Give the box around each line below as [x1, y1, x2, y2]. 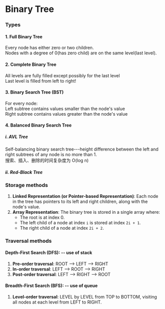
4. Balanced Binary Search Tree [5, 122, 72, 128]
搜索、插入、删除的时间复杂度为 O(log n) [5, 157, 89, 163]
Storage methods [5, 182, 48, 189]
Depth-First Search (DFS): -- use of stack [5, 250, 92, 256]
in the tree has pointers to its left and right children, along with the [12, 198, 148, 204]
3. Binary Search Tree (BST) [5, 89, 64, 95]
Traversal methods [5, 237, 52, 244]
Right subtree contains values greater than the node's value [5, 111, 128, 117]
